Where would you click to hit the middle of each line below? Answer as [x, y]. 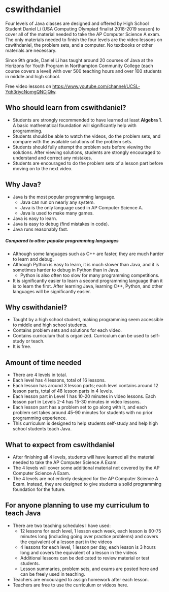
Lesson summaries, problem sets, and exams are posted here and [89, 569]
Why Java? [23, 185]
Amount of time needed [43, 363]
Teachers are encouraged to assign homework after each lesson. [81, 579]
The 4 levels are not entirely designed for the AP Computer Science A [86, 478]
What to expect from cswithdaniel [60, 445]
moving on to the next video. [42, 168]
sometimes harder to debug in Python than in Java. [66, 270]
